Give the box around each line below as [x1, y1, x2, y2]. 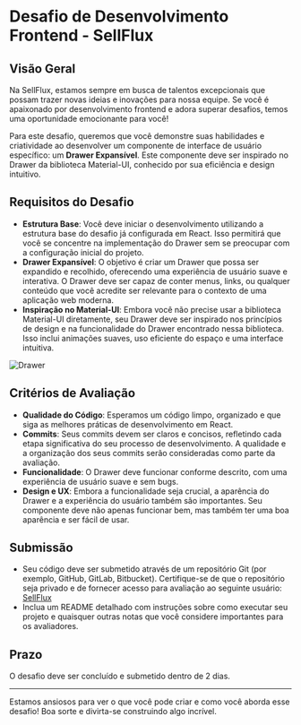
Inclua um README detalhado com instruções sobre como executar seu [21, 602, 288, 613]
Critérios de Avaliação [9, 385, 136, 401]
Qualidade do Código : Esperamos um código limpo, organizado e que [21, 410, 281, 420]
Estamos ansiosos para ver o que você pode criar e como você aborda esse [9, 696, 290, 707]
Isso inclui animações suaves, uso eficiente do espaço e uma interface [21, 332, 284, 343]
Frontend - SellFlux [9, 25, 154, 46]
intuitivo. [9, 168, 41, 179]
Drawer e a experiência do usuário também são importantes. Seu [21, 495, 262, 505]
